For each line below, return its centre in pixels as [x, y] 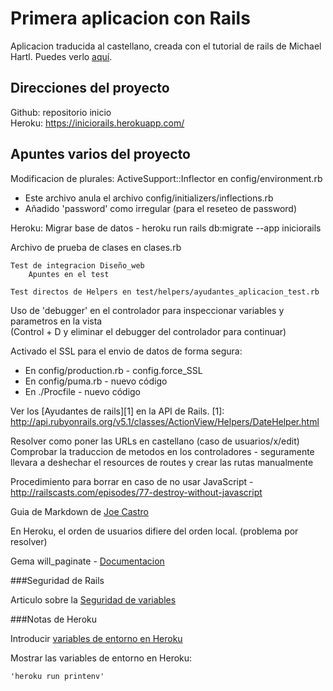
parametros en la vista [56, 321]
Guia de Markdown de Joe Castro [79, 511]
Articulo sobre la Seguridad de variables [93, 599]
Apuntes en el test [69, 274]
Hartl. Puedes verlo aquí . [61, 56]
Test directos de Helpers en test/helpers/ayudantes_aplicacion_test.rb [165, 292]
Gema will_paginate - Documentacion [87, 561]
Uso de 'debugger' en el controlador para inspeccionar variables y [147, 310]
